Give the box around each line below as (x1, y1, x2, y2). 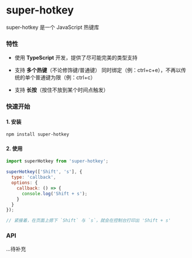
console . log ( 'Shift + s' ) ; (21, 191, 88, 196)
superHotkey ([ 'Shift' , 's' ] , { (6, 169, 83, 175)
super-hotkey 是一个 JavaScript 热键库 (6, 23, 100, 30)
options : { (11, 180, 38, 186)
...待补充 (6, 246, 26, 253)
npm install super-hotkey (6, 131, 69, 138)
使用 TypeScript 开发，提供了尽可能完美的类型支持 (14, 54, 138, 62)
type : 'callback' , (11, 174, 57, 181)
